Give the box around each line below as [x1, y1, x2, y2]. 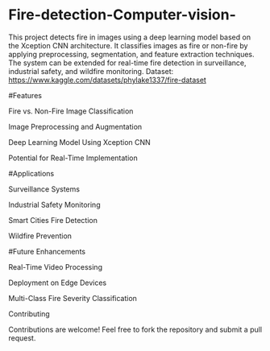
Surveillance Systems [8, 184, 81, 194]
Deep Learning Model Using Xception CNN [8, 137, 151, 147]
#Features [8, 90, 43, 100]
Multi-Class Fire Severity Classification [8, 293, 137, 303]
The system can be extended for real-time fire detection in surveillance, [8, 58, 247, 68]
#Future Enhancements [8, 246, 86, 256]
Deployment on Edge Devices [8, 278, 107, 287]
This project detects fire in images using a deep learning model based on [8, 32, 251, 42]
